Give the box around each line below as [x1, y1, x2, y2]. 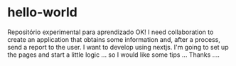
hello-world [7, 4, 78, 21]
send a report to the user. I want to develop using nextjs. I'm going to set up [7, 43, 229, 51]
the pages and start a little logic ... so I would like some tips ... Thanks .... [7, 50, 220, 59]
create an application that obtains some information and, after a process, [7, 35, 220, 43]
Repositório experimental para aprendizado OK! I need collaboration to [7, 28, 214, 36]
